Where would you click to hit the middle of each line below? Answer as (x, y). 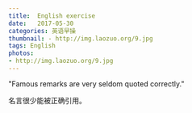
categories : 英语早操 (42, 31)
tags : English (32, 46)
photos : (21, 53)
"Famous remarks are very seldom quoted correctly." (96, 84)
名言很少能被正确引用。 (47, 100)
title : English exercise (52, 16)
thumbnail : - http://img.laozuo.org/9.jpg (81, 38)
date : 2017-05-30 (41, 23)
